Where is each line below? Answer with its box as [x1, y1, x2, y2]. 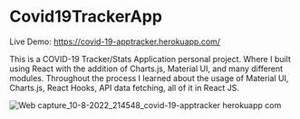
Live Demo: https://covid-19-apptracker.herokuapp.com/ [9, 36, 220, 47]
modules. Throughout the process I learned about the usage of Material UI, [9, 72, 289, 83]
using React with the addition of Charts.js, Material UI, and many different [9, 63, 284, 74]
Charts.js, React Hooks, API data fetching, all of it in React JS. [9, 82, 240, 93]
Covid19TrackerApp [9, 6, 163, 27]
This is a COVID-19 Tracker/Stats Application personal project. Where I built [9, 53, 292, 64]
